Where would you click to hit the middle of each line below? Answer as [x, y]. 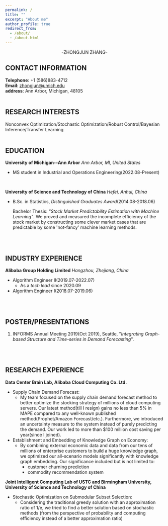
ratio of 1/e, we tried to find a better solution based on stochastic [87, 507]
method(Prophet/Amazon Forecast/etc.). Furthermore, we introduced [92, 418]
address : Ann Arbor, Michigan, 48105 [44, 91]
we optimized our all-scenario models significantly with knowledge [89, 456]
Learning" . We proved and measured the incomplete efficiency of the [84, 217]
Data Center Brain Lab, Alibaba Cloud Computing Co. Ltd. [66, 382]
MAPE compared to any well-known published [68, 413]
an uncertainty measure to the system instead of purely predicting [89, 424]
